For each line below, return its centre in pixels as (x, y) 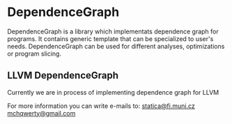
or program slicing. (34, 54)
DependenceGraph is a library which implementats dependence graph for (113, 31)
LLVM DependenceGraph (63, 76)
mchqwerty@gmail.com (41, 113)
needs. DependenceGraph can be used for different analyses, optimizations (116, 46)
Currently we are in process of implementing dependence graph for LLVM (113, 92)
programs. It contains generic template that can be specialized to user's (110, 38)
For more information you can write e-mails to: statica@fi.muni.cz (101, 106)
